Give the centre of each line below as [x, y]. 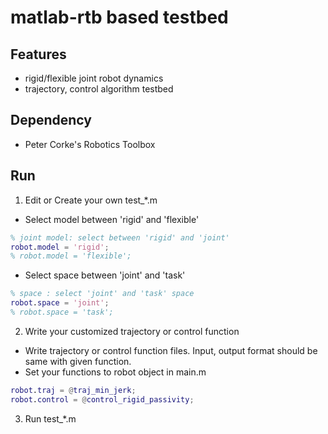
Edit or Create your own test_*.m [91, 200]
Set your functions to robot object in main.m [115, 372]
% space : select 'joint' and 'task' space [102, 294]
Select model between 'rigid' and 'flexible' [112, 219]
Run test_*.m [50, 418]
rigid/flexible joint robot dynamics [94, 78]
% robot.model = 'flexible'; [71, 256]
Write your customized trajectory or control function [132, 331]
